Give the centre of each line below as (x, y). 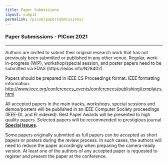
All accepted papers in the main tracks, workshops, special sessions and (80, 104)
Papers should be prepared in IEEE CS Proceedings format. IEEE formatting (82, 78)
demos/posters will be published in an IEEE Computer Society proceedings (82, 109)
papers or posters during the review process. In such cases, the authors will (83, 140)
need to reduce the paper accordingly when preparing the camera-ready (80, 145)
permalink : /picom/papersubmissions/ (44, 19)
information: (18, 83)
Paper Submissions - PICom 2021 (46, 37)
